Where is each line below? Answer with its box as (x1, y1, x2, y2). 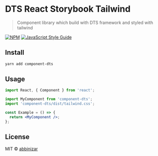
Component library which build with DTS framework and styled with (17, 20, 154, 25)
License (5, 133, 30, 141)
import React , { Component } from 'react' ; (5, 88, 95, 93)
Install (5, 48, 24, 57)
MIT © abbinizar (5, 146, 38, 152)
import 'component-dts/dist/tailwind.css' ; (5, 101, 95, 106)
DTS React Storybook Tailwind (5, 3, 131, 15)
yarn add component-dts (5, 61, 54, 67)
